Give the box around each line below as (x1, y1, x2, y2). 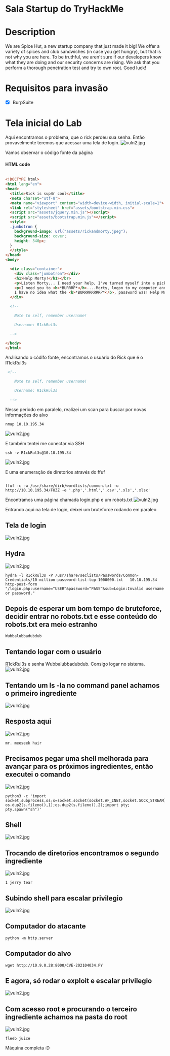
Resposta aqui (5, 717, 52, 726)
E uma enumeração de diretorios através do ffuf (5, 469, 105, 475)
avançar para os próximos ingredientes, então (5, 762, 153, 771)
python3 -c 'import (5, 793, 47, 798)
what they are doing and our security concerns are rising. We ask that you (5, 59, 160, 66)
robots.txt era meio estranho (5, 620, 98, 629)
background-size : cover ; (14, 233, 67, 239)
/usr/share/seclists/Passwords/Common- (55, 573, 139, 578)
